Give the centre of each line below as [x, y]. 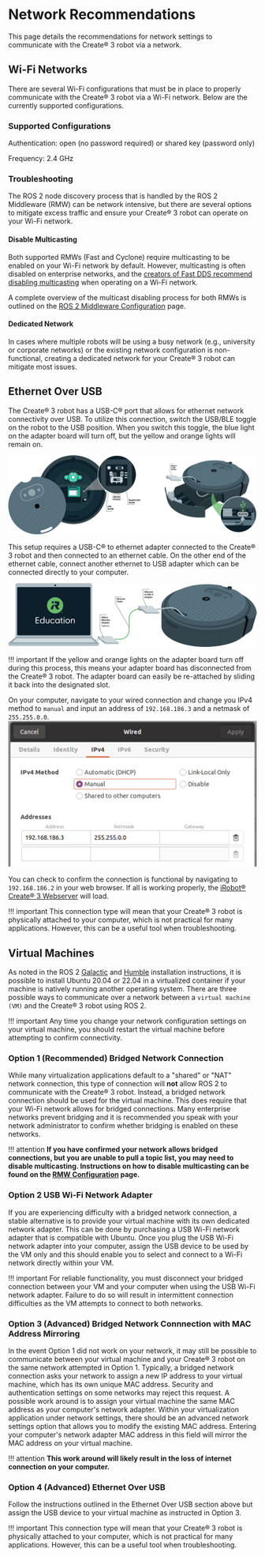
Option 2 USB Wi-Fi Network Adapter [80, 1195]
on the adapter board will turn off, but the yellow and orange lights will [122, 435]
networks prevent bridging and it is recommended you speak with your [123, 1117]
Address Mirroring [44, 1333]
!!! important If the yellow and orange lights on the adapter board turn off [126, 659]
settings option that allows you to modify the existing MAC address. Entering [132, 1426]
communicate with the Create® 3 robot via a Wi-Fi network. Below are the [128, 97]
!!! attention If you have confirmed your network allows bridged [113, 1149]
